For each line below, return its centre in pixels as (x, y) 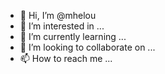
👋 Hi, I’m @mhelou (58, 15)
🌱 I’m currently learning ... (73, 36)
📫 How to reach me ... (66, 58)
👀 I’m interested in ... (62, 26)
